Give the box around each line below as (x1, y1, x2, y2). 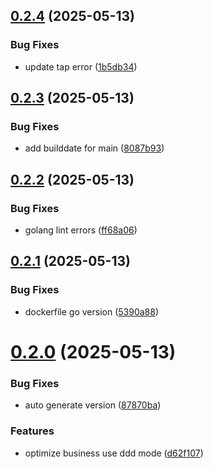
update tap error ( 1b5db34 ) (24, 60, 138, 73)
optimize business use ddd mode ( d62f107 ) (24, 447, 204, 459)
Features (10, 424, 55, 438)
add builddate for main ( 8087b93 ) (24, 142, 165, 154)
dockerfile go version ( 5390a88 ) (24, 305, 160, 318)
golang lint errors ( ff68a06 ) (24, 224, 138, 236)
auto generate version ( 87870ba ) (24, 399, 162, 411)
